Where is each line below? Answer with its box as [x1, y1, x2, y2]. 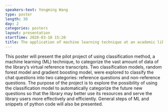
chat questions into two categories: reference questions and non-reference [5, 74, 160, 80]
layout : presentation [5, 30, 50, 35]
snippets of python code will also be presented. [5, 101, 103, 107]
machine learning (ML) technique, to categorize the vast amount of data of [5, 58, 159, 65]
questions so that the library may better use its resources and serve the [5, 90, 152, 96]
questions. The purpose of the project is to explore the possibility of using [5, 80, 157, 86]
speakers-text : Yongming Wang [5, 7, 68, 12]
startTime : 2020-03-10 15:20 [5, 35, 66, 40]
